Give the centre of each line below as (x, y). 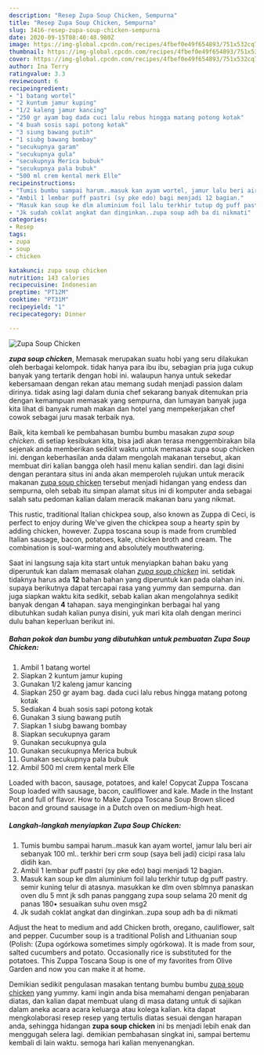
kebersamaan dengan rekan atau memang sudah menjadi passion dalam (126, 383)
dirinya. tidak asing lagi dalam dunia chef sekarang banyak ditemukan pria (128, 392)
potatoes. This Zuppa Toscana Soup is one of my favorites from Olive (121, 960)
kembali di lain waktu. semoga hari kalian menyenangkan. (102, 1042)
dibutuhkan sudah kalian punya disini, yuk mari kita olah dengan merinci (125, 612)
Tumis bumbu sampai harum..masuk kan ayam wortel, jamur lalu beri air (136, 845)
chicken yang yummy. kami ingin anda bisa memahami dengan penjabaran (129, 992)
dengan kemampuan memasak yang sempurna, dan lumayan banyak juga (128, 400)
